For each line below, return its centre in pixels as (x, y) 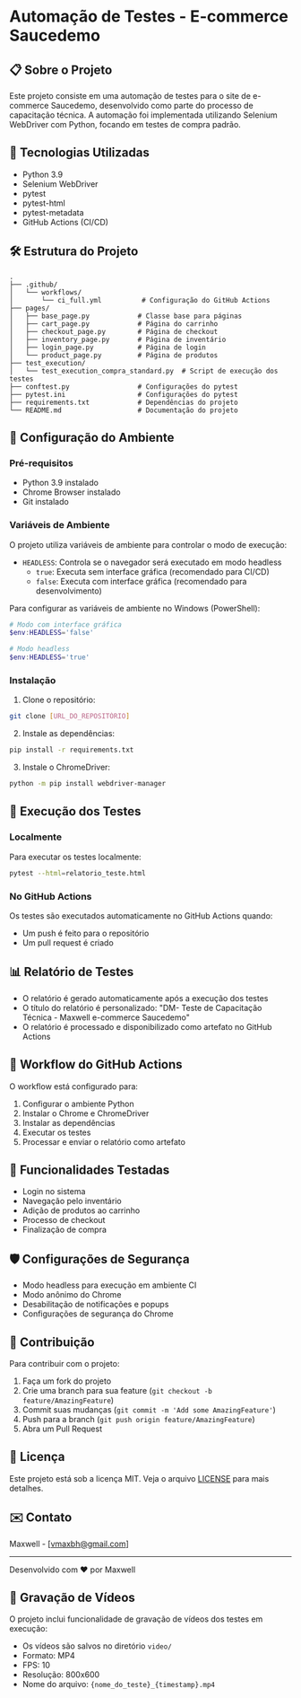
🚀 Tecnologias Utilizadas (79, 153)
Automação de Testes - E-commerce (149, 17)
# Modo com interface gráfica (66, 625)
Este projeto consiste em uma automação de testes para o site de (130, 96)
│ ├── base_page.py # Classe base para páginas (126, 316)
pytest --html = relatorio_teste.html (77, 873)
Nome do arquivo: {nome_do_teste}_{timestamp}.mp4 (119, 1685)
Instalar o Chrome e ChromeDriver (86, 1113)
